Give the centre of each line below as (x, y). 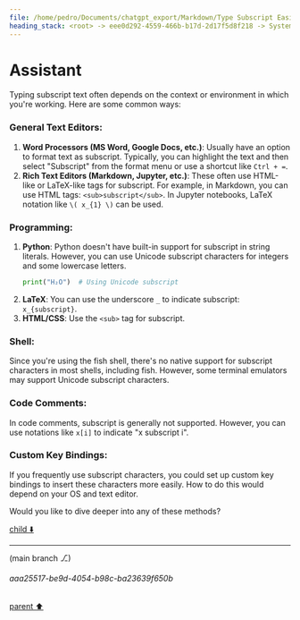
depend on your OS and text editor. (74, 494)
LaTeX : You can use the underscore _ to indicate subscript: (131, 299)
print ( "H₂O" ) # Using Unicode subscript (100, 283)
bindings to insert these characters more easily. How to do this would (137, 484)
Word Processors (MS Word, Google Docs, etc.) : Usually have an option (156, 147)
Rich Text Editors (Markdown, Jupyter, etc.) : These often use (137, 175)
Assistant (46, 70)
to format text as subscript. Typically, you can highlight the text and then (155, 157)
